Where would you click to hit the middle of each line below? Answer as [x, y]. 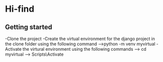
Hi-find [20, 9]
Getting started [29, 27]
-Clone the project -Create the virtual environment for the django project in [80, 39]
